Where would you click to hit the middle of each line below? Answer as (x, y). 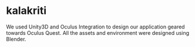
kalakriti (26, 11)
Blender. (16, 39)
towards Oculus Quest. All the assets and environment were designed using (98, 32)
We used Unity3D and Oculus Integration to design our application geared (95, 27)
